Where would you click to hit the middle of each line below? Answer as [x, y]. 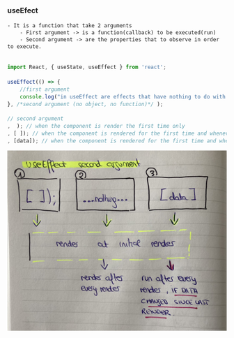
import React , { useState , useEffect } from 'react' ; [87, 67]
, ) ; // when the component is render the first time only [96, 126]
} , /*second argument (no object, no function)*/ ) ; [85, 104]
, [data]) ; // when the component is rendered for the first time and [112, 141]
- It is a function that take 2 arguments [70, 26]
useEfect [23, 10]
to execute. [24, 47]
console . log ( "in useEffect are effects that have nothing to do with [123, 96]
